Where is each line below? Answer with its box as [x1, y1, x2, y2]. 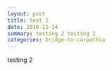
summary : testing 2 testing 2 [7, 30, 97, 37]
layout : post [7, 10, 46, 18]
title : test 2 [7, 17, 49, 24]
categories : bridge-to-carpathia [7, 37, 106, 44]
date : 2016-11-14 [7, 23, 58, 30]
